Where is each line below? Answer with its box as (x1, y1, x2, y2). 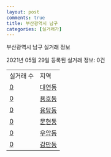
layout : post (6, 9, 40, 15)
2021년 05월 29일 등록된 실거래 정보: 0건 (6, 56, 105, 64)
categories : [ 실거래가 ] (6, 26, 63, 32)
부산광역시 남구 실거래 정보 (6, 43, 71, 51)
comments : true (6, 15, 45, 21)
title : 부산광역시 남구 (6, 20, 58, 26)
